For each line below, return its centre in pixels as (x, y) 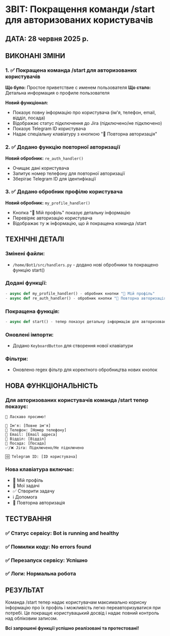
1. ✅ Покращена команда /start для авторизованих (71, 70)
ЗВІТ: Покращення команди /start (80, 9)
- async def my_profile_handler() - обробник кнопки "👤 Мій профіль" (80, 293)
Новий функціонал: (27, 103)
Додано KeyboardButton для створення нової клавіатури (73, 346)
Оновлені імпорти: (30, 335)
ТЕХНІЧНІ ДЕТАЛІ (35, 239)
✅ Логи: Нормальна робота (41, 574)
